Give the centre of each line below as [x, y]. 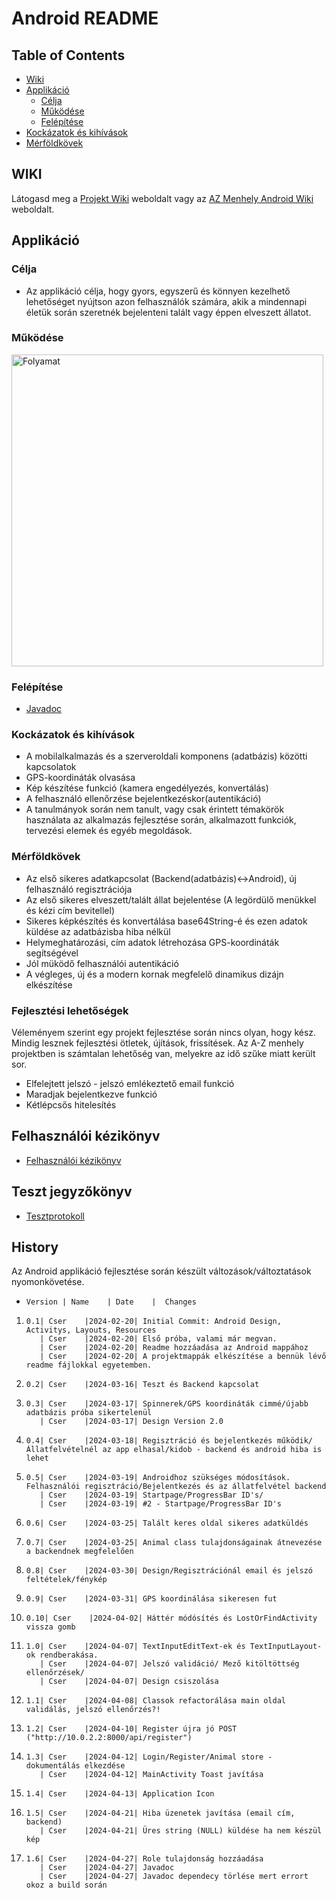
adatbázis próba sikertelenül [89, 1413]
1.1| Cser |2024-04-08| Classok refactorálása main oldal [156, 1701]
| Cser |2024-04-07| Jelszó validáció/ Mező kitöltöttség [169, 1664]
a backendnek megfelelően [79, 1552]
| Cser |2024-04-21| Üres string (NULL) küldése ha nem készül [181, 1831]
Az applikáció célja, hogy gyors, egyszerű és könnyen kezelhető [158, 291]
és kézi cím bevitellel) [70, 910]
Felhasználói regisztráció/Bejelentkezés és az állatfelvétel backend [176, 1487]
